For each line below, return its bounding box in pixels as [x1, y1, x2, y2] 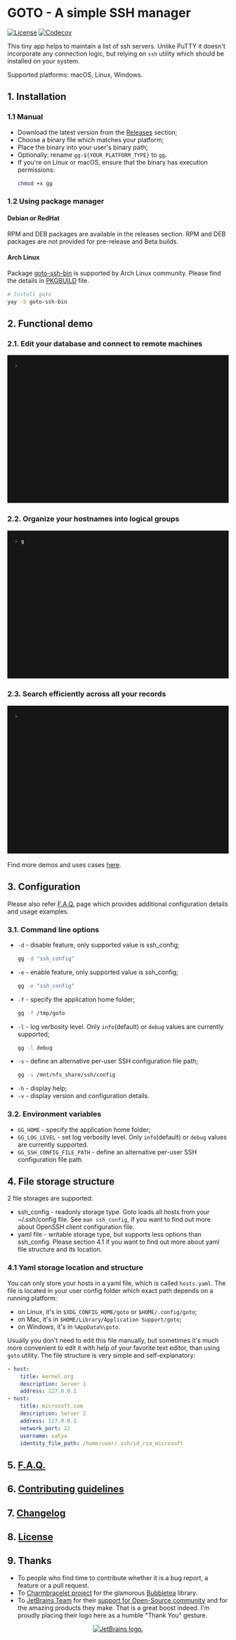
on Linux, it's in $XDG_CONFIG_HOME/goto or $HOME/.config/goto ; [17, 1307, 197, 1316]
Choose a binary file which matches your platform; [17, 135, 164, 144]
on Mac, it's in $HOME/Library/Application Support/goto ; [17, 1315, 182, 1323]
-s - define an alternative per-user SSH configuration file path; [17, 1057, 199, 1066]
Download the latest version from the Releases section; [17, 128, 178, 137]
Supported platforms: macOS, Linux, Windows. [7, 70, 143, 79]
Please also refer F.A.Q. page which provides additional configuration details [7, 900, 228, 908]
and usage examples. [7, 907, 70, 916]
